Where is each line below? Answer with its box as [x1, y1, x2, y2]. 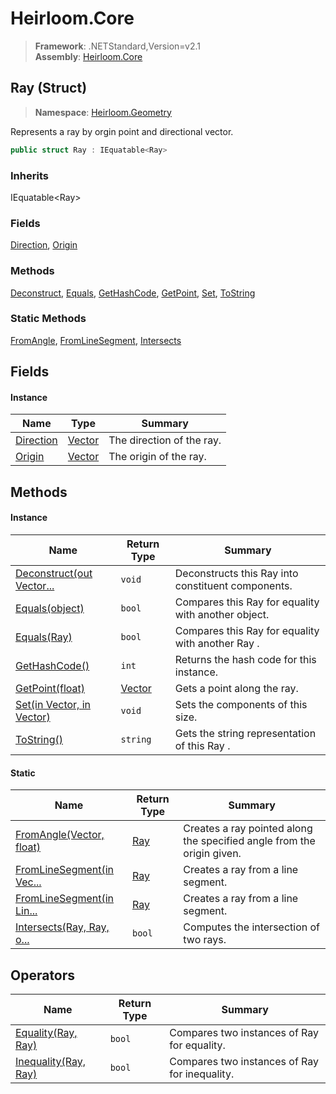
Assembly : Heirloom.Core [34, 50, 143, 62]
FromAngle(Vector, [15, 828, 105, 842]
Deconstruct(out [15, 567, 93, 580]
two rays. [183, 933, 227, 947]
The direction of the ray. [108, 433, 222, 447]
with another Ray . [174, 637, 260, 650]
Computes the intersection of [183, 920, 321, 934]
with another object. [174, 608, 270, 621]
